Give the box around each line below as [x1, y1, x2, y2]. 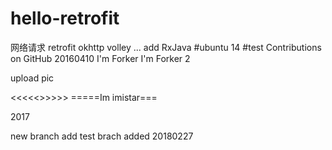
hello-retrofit [10, 7, 120, 30]
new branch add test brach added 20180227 [10, 130, 194, 142]
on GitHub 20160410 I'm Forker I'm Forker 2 [10, 52, 191, 64]
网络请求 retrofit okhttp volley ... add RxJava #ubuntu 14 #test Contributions [10, 41, 322, 53]
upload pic [10, 72, 55, 84]
